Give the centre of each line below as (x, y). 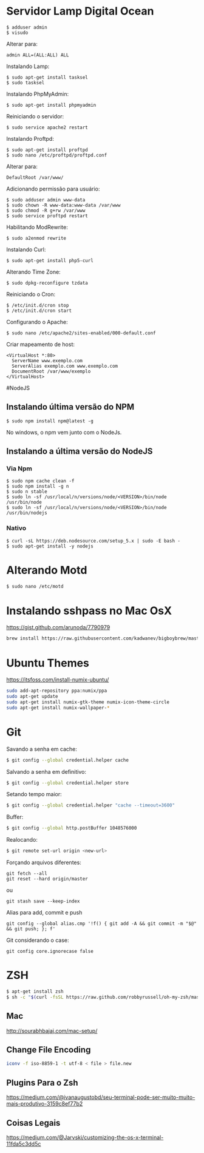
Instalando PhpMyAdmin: (37, 94)
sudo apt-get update (32, 697)
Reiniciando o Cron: (31, 294)
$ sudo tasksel (25, 83)
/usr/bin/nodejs (27, 513)
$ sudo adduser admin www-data (46, 200)
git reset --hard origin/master (47, 879)
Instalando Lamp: (28, 66)
